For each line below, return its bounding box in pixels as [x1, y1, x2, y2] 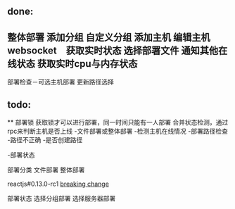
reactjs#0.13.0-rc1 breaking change [7, 179, 109, 189]
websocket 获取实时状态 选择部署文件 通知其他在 [7, 44, 228, 56]
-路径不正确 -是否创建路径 [7, 136, 83, 144]
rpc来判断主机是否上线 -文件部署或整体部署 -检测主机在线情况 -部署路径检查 [7, 127, 229, 136]
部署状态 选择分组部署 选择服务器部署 [7, 194, 116, 203]
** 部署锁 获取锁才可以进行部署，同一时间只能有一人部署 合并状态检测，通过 [7, 118, 229, 127]
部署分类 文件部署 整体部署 [7, 165, 85, 175]
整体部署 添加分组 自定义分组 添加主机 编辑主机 [7, 31, 210, 43]
